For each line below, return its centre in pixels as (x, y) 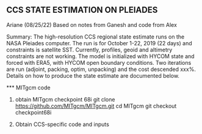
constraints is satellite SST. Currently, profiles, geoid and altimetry (89, 50)
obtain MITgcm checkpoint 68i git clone (65, 99)
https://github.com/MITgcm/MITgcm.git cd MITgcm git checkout (96, 106)
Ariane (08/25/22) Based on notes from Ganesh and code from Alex (92, 24)
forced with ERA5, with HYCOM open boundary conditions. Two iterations (99, 62)
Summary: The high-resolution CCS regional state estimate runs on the (96, 37)
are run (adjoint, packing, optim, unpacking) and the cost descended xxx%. (101, 69)
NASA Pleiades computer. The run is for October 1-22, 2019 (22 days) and (99, 43)
